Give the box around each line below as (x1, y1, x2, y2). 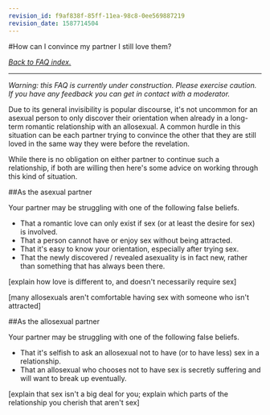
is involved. (19, 226, 58, 236)
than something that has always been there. (19, 261, 166, 271)
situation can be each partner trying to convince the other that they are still (8, 130, 257, 139)
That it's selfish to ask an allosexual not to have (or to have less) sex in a (19, 347, 260, 357)
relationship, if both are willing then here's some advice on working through (8, 163, 259, 172)
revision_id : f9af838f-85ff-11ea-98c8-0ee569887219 (8, 11, 185, 20)
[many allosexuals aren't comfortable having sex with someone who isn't (8, 292, 250, 302)
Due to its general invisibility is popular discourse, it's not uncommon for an (8, 104, 259, 114)
